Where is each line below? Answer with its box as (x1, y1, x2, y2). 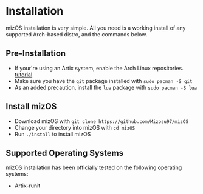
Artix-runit (14, 182, 41, 189)
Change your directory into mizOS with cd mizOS (14, 124, 136, 131)
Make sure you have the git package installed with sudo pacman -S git (14, 77, 193, 84)
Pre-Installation (5, 48, 66, 59)
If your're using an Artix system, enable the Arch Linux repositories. (14, 64, 184, 72)
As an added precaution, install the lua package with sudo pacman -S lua (14, 84, 198, 91)
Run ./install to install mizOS (14, 130, 91, 138)
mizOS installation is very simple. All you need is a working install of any (5, 24, 186, 32)
